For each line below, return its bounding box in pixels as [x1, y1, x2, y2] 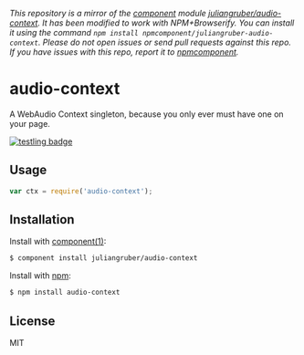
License [9, 313, 56, 329]
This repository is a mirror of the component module [9, 8, 207, 18]
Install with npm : [9, 270, 71, 281]
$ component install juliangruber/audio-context [9, 254, 198, 263]
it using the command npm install [9, 27, 139, 37]
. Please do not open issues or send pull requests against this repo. [37, 37, 292, 47]
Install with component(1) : [9, 236, 107, 247]
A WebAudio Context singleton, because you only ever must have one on [9, 109, 285, 120]
